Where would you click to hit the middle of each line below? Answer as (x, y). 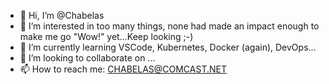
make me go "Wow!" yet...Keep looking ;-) (106, 36)
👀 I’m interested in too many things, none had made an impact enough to (169, 26)
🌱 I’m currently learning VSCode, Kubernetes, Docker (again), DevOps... (168, 47)
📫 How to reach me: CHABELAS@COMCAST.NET (123, 69)
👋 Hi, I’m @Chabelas (62, 15)
